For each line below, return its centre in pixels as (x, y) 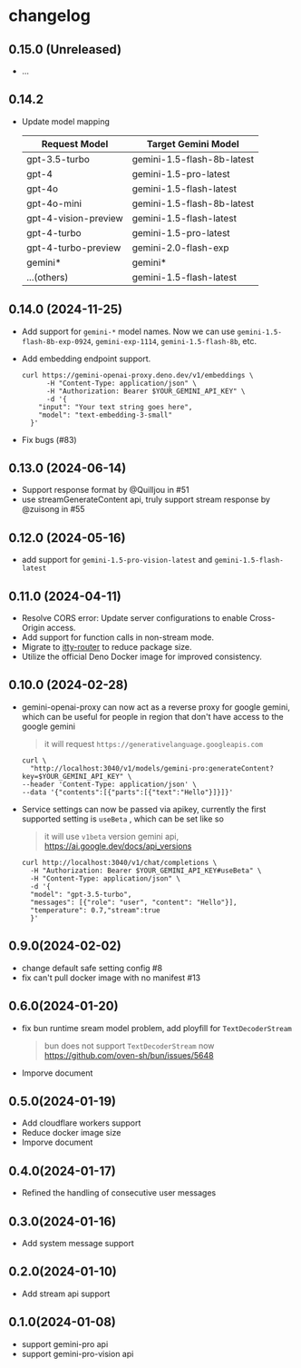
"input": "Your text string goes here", (116, 407)
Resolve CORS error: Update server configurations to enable (135, 618)
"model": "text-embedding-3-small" (106, 415)
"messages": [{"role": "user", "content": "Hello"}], (134, 902)
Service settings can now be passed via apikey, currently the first (144, 809)
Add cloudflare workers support (81, 1123)
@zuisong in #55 (53, 509)
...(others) (47, 277)
